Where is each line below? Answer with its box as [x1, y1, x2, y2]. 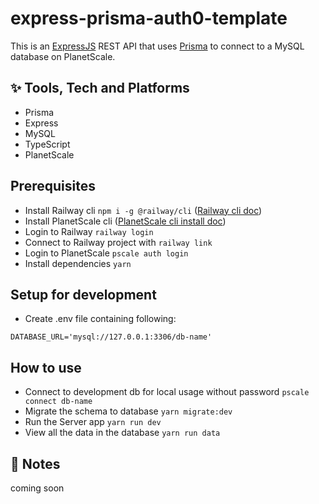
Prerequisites [10, 178, 96, 195]
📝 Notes [10, 455, 61, 472]
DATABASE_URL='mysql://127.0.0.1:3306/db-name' [10, 332, 213, 342]
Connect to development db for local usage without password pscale [24, 386, 310, 398]
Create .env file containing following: [24, 313, 177, 325]
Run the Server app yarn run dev [24, 416, 162, 428]
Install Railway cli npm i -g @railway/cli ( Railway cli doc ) [24, 204, 263, 216]
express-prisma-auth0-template [10, 7, 288, 30]
